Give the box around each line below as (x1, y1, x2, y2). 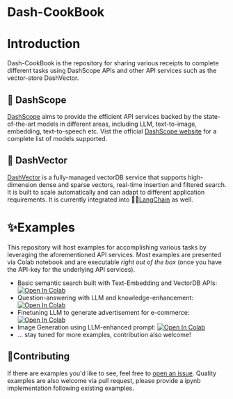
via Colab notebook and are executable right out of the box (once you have (7, 258, 223, 266)
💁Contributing (7, 350, 70, 362)
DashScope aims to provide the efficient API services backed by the (7, 112, 202, 120)
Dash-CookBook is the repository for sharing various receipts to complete (7, 59, 219, 67)
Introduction (7, 36, 81, 52)
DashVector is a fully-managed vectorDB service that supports (7, 173, 186, 181)
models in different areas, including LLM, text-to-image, (37, 120, 197, 128)
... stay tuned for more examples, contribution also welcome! (17, 330, 191, 339)
